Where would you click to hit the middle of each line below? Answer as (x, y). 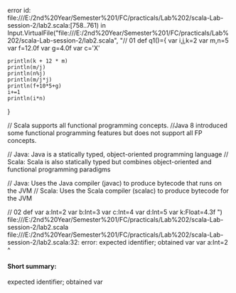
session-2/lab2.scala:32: (44, 242)
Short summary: (32, 266)
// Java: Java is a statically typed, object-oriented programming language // (118, 154)
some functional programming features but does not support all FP (105, 133)
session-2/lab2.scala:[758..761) (53, 25)
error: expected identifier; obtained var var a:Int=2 (155, 242)
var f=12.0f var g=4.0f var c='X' (54, 48)
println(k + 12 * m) (38, 61)
